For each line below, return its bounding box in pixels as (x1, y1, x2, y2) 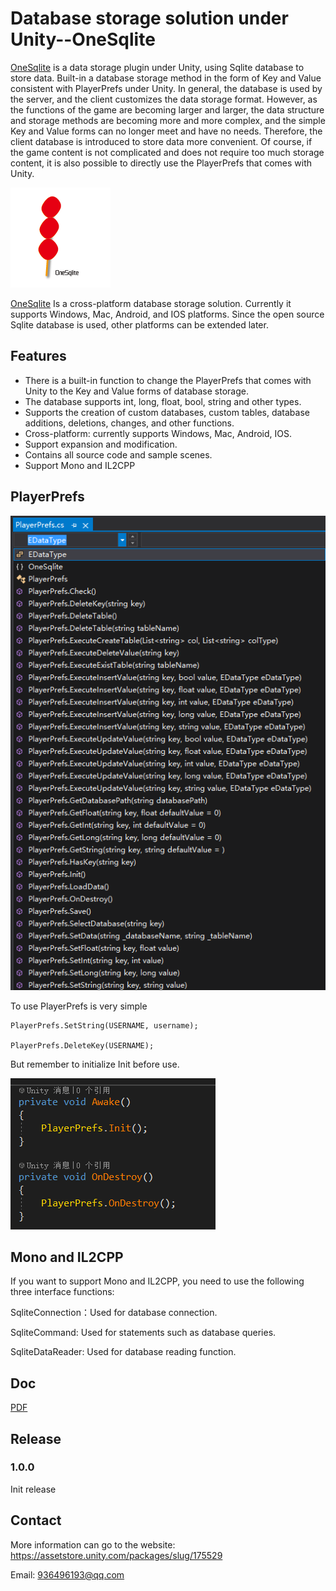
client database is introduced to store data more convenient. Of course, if (10, 135, 313, 147)
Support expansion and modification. (24, 438, 178, 450)
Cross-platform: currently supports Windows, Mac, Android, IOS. (24, 427, 292, 439)
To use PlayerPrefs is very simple (10, 1000, 148, 1012)
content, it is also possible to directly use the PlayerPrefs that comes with (10, 157, 313, 169)
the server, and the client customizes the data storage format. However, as (10, 93, 318, 105)
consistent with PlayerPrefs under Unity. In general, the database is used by (10, 82, 323, 94)
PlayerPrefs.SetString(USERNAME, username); (10, 1020, 199, 1031)
